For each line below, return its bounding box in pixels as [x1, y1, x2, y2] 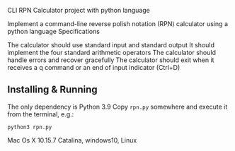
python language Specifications [7, 28, 101, 35]
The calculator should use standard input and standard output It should [7, 41, 214, 49]
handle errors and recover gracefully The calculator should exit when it [7, 56, 214, 64]
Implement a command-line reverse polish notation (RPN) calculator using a [7, 20, 229, 28]
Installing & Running [7, 84, 98, 96]
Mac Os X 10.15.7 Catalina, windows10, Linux [7, 135, 137, 144]
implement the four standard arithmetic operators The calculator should [7, 49, 216, 56]
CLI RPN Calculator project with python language [7, 6, 150, 14]
